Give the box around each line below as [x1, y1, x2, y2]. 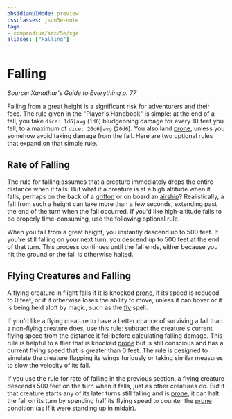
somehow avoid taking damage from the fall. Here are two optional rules [7, 132, 213, 140]
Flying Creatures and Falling [7, 270, 132, 282]
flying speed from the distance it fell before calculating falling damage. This [7, 331, 223, 340]
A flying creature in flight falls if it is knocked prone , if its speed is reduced [7, 289, 220, 297]
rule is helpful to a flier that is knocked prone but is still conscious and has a [7, 339, 224, 347]
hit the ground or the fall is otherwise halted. [7, 250, 134, 258]
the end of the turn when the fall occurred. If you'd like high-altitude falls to [7, 207, 222, 215]
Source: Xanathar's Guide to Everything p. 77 [7, 89, 137, 97]
